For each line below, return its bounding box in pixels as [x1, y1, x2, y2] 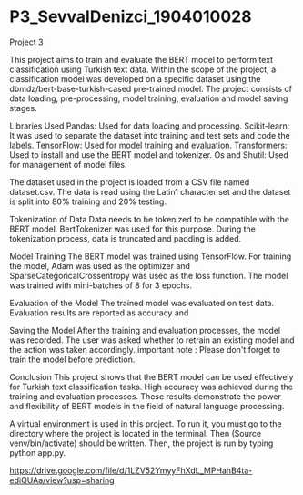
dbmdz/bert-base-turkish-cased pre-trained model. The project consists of [9, 83, 293, 94]
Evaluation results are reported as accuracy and [9, 307, 189, 318]
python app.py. [9, 447, 66, 458]
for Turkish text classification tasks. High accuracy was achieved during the [9, 381, 294, 392]
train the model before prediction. [9, 354, 136, 365]
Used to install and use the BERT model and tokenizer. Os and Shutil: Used [9, 149, 288, 160]
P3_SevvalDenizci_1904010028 [9, 6, 252, 27]
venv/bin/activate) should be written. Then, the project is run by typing [9, 438, 274, 449]
